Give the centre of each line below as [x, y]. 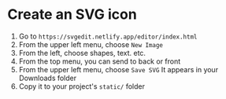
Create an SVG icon [72, 15]
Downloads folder [48, 78]
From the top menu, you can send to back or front [100, 61]
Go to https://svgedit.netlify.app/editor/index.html [108, 36]
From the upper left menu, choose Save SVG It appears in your [118, 69]
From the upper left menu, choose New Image [91, 44]
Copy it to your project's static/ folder [82, 86]
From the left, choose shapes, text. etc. [82, 53]
